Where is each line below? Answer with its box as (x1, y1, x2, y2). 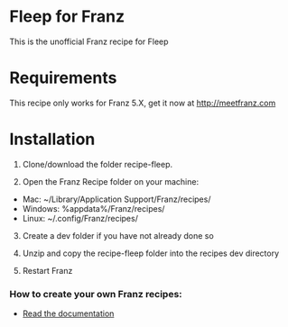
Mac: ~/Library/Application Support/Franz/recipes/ (22, 194, 211, 204)
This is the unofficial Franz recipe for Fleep (9, 36, 169, 47)
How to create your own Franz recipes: (9, 287, 182, 300)
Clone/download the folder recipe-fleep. (22, 159, 173, 169)
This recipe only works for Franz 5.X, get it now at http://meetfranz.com (9, 97, 276, 108)
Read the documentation (22, 308, 115, 319)
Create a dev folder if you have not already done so (22, 230, 214, 241)
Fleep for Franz (9, 6, 125, 27)
